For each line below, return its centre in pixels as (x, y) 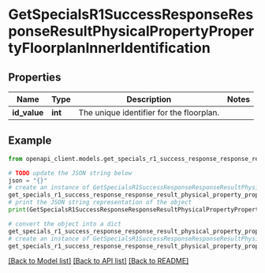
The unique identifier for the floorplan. (149, 112)
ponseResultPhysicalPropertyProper (131, 31)
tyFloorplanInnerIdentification (109, 48)
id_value (28, 112)
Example (30, 141)
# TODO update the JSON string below (70, 173)
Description (149, 99)
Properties (35, 77)
